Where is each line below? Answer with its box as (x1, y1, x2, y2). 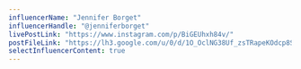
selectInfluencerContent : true (8, 47, 126, 56)
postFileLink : (8, 38, 62, 47)
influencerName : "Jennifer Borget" (8, 13, 142, 22)
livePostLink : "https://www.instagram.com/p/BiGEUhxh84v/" (8, 30, 235, 39)
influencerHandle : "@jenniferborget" (8, 22, 150, 30)
